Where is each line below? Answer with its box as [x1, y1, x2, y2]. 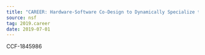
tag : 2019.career [6, 20, 51, 26]
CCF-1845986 [6, 43, 42, 50]
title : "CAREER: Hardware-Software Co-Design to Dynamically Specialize [6, 9, 195, 15]
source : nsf [6, 15, 37, 21]
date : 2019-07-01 [6, 26, 51, 32]
